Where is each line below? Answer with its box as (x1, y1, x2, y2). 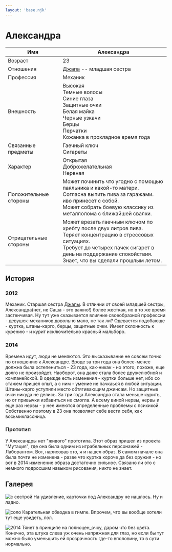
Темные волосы (62, 88, 103, 96)
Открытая (62, 156, 87, 163)
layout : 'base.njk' (5, 7, 47, 13)
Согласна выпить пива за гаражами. (62, 191, 154, 198)
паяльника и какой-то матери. (62, 184, 139, 191)
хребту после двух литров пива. (62, 225, 143, 232)
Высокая (62, 82, 84, 89)
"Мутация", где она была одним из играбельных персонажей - (5, 443, 143, 449)
